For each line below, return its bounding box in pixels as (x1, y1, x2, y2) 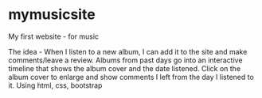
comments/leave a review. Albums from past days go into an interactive (8, 55, 243, 65)
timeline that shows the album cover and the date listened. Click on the (8, 63, 241, 73)
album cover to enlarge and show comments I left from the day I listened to (8, 72, 255, 81)
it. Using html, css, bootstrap (8, 81, 103, 90)
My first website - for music (8, 32, 100, 41)
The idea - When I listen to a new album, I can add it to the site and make (8, 47, 248, 56)
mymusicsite (8, 6, 96, 24)
